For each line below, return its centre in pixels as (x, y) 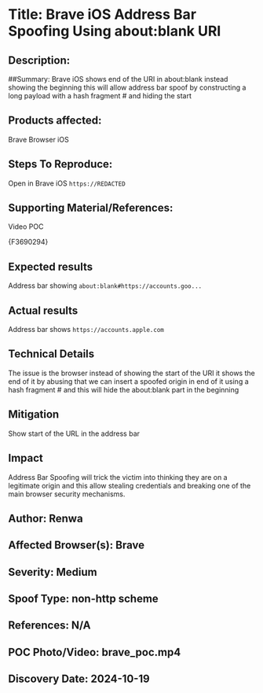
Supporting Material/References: (91, 208)
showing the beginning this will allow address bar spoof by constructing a (127, 87)
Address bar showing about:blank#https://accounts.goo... (105, 286)
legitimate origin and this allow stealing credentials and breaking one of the (130, 485)
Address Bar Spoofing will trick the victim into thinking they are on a (118, 477)
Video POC (26, 227)
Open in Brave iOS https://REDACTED (67, 183)
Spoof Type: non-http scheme (83, 599)
